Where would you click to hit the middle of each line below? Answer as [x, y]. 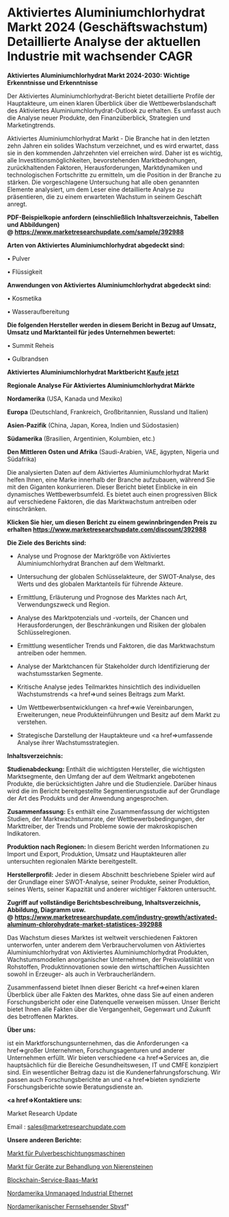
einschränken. [27, 508]
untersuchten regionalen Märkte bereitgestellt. [72, 861]
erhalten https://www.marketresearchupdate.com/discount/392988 [107, 529]
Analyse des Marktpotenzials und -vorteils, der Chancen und [103, 617]
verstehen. [32, 722]
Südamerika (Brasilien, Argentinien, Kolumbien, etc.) [81, 438]
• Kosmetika [25, 298]
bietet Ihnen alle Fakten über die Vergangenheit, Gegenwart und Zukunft [109, 1009]
